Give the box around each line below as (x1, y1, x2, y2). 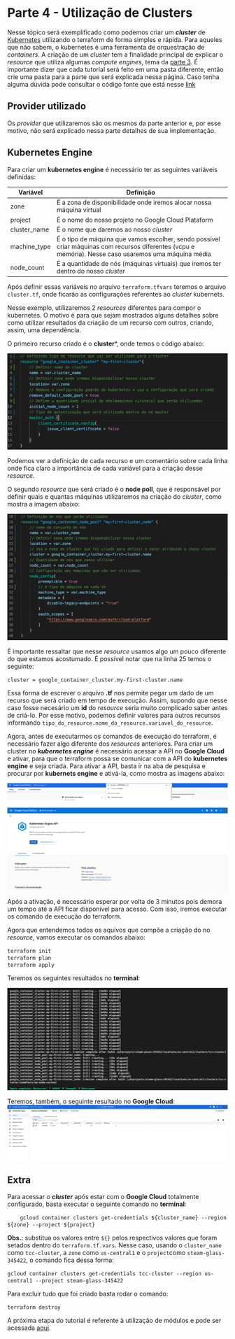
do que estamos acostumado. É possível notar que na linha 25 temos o (7, 654, 212, 663)
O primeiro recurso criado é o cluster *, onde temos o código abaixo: (7, 339, 204, 348)
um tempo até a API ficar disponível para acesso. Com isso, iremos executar (7, 905, 227, 914)
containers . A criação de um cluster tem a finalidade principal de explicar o (7, 50, 224, 59)
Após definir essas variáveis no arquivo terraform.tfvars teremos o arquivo (7, 282, 227, 291)
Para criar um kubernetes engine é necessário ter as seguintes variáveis (7, 165, 218, 173)
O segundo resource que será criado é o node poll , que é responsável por (7, 485, 222, 493)
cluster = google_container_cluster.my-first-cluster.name (7, 676, 183, 683)
